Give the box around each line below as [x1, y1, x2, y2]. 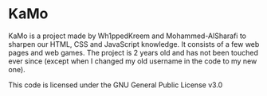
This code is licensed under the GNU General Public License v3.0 [8, 80, 223, 90]
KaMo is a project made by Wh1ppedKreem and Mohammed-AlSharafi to [8, 31, 247, 40]
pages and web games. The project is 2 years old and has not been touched [8, 48, 259, 57]
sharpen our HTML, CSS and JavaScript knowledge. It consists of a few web [8, 39, 260, 48]
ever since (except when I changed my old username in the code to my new [8, 56, 257, 66]
